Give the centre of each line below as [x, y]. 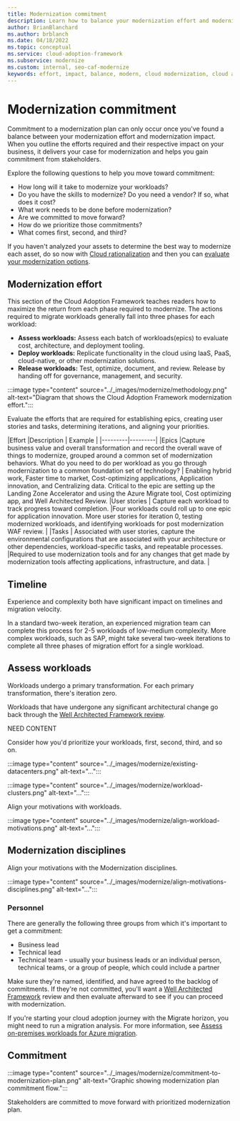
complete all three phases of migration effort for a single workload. [106, 646]
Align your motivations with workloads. [65, 806]
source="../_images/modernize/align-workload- [150, 820]
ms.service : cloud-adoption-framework [65, 54]
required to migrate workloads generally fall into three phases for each [111, 317]
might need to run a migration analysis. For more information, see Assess [115, 1025]
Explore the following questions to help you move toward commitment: [111, 173]
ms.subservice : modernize [46, 61]
